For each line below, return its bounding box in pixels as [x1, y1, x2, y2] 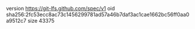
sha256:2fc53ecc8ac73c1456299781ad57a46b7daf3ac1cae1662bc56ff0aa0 [6, 11, 190, 18]
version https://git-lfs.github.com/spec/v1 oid [6, 5, 115, 12]
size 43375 [27, 17, 54, 24]
